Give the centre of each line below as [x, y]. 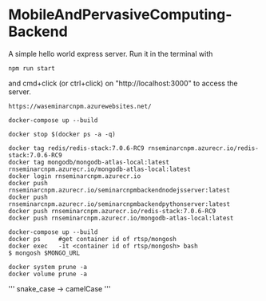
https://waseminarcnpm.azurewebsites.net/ [80, 106]
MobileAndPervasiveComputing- [120, 15]
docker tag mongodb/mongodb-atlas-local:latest [89, 162]
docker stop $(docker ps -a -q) [62, 134]
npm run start [32, 68]
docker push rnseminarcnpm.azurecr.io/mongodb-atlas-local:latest [121, 218]
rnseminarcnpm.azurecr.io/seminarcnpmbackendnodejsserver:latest [119, 190]
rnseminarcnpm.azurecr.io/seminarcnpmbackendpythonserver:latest [119, 204]
